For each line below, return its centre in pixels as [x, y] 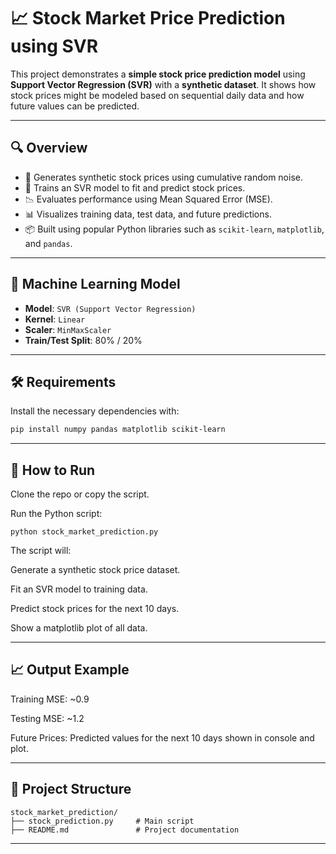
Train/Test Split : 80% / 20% [83, 340]
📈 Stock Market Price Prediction [148, 18]
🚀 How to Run [53, 470]
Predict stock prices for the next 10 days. [95, 609]
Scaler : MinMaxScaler [68, 329]
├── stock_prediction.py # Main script [102, 821]
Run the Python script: [56, 514]
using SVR [54, 46]
